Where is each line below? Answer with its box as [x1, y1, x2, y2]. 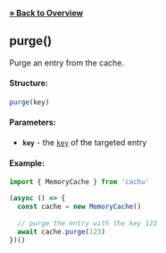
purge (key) [9, 98, 50, 107]
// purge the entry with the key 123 [17, 219, 158, 228]
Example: [9, 157, 46, 169]
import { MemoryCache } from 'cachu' [9, 178, 150, 187]
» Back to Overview [9, 8, 83, 18]
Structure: [9, 78, 49, 89]
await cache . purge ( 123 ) [17, 227, 105, 236]
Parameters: [9, 117, 56, 128]
